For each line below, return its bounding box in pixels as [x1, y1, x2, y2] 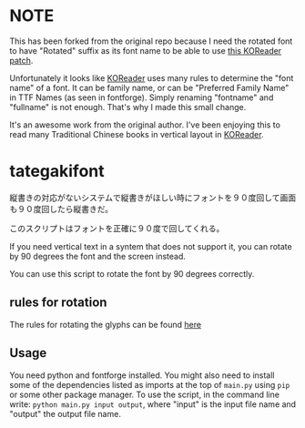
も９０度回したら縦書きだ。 [9, 203, 114, 214]
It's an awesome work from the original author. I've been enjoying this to [9, 119, 280, 130]
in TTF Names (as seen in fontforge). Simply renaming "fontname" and [9, 92, 274, 103]
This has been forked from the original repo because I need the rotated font [9, 36, 293, 46]
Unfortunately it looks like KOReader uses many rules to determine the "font [9, 72, 294, 83]
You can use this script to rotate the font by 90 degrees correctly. [9, 268, 255, 279]
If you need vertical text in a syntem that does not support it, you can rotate [9, 240, 293, 251]
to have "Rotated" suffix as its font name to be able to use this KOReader [9, 45, 282, 56]
